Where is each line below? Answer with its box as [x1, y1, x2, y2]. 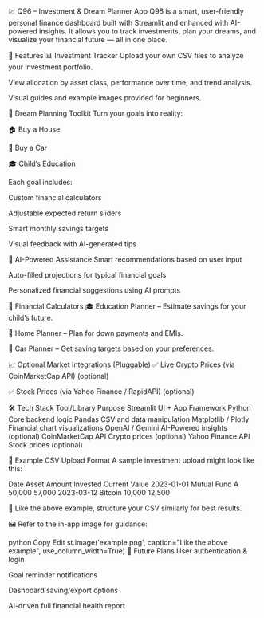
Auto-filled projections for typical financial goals [8, 270, 167, 279]
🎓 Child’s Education [8, 159, 76, 168]
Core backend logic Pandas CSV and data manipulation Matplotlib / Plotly [8, 415, 250, 424]
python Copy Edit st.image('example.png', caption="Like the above [8, 537, 229, 547]
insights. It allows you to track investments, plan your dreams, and [38, 26, 257, 36]
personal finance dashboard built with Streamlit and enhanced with [8, 18, 229, 27]
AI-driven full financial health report [8, 601, 125, 610]
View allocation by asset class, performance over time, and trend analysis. [8, 78, 253, 87]
